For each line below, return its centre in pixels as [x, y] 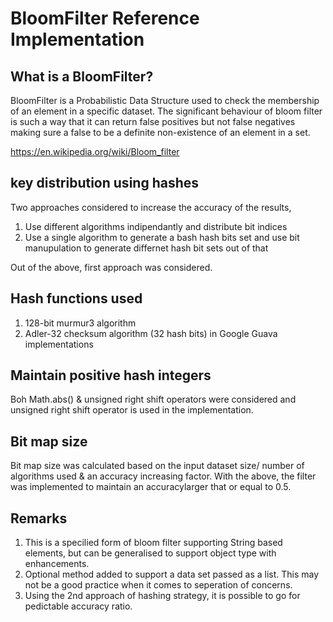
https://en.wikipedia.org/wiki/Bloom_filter [95, 151]
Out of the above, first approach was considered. [111, 267]
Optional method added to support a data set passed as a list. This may [172, 574]
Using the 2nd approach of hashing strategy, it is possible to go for [162, 596]
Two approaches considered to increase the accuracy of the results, [151, 207]
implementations [59, 344]
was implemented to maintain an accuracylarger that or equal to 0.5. [151, 487]
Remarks [39, 518]
